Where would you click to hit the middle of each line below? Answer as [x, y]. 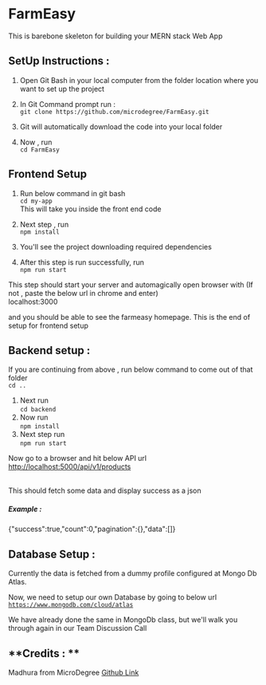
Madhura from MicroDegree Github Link [74, 672]
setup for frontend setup [49, 325]
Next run [34, 400]
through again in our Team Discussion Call [78, 628]
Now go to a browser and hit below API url [78, 459]
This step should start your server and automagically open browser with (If [131, 285]
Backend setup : [49, 350]
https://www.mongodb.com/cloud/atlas [71, 605]
